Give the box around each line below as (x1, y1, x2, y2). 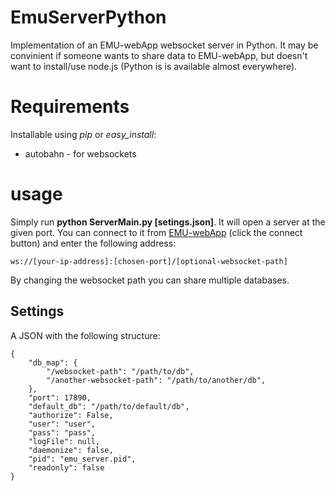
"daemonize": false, (28, 445, 114, 455)
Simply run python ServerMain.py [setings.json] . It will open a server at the (10, 216, 326, 228)
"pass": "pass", (28, 427, 97, 438)
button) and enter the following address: (10, 237, 177, 249)
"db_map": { (28, 357, 78, 368)
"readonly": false (28, 462, 105, 473)
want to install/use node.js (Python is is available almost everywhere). (10, 60, 298, 72)
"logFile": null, (28, 436, 101, 446)
